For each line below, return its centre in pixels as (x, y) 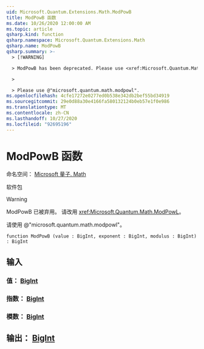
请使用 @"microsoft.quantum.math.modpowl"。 (66, 225)
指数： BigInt (25, 298)
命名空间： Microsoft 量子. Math (46, 174)
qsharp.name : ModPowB (34, 46)
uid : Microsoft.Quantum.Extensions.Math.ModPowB (69, 12)
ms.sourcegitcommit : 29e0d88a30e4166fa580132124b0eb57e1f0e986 (88, 102)
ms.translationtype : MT (36, 107)
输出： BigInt (31, 338)
